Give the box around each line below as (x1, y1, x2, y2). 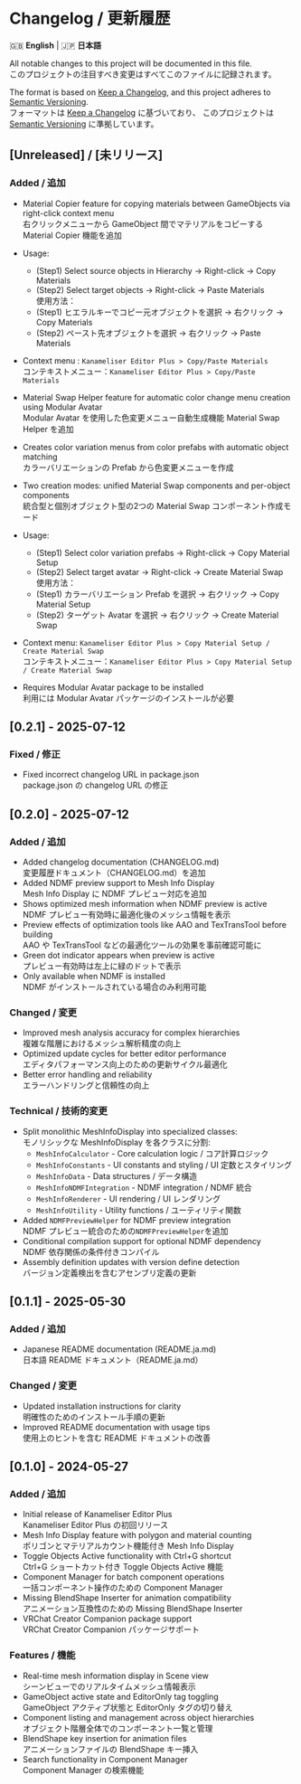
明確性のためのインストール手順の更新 (22, 1411, 165, 1422)
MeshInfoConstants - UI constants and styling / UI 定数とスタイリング (35, 1159, 292, 1170)
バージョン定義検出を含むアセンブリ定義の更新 (22, 1267, 197, 1278)
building (22, 929, 53, 939)
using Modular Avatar (22, 401, 103, 412)
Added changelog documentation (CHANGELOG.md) (22, 856, 220, 867)
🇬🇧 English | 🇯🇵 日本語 (9, 40, 102, 51)
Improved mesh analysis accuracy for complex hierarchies (22, 1027, 240, 1038)
